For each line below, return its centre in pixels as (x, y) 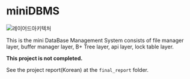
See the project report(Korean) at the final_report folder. (78, 69)
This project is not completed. (44, 58)
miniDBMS (33, 11)
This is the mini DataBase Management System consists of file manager (95, 40)
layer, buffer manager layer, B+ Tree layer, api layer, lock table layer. (90, 47)
